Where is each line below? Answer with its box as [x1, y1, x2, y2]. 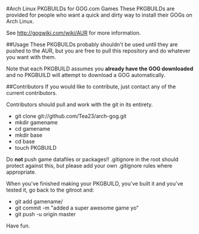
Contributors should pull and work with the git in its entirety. [6, 101, 153, 108]
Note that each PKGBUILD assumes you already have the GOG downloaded [6, 65, 194, 72]
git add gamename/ [14, 198, 63, 205]
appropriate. [6, 168, 37, 176]
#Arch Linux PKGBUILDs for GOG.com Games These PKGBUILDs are [6, 5, 175, 12]
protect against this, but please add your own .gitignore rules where [6, 162, 173, 169]
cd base [14, 138, 35, 145]
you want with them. [6, 54, 57, 60]
